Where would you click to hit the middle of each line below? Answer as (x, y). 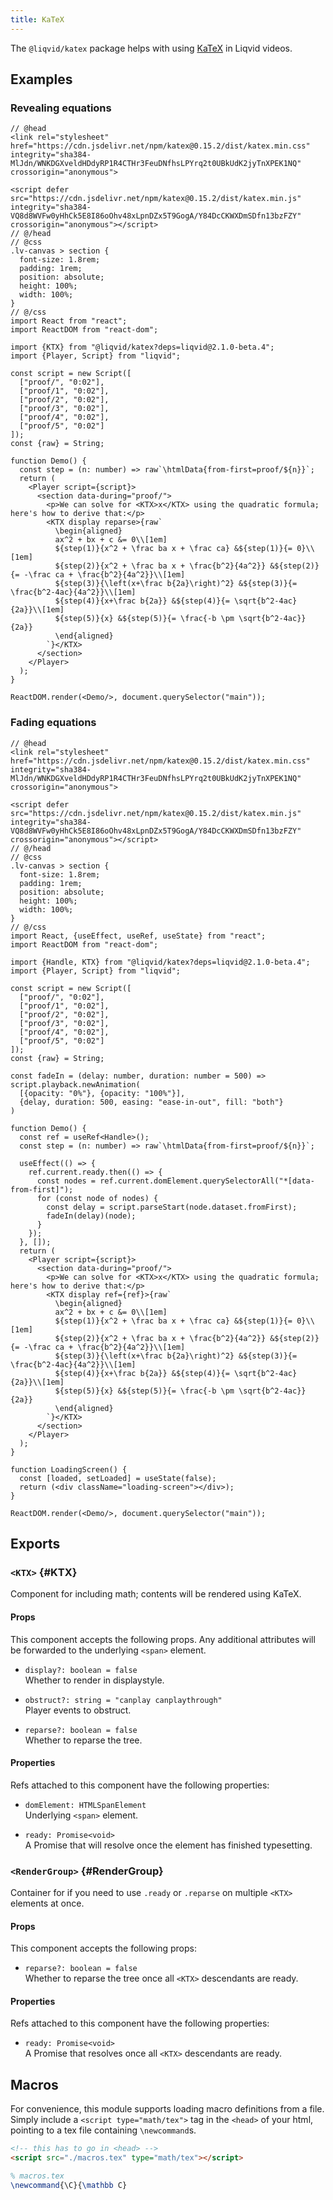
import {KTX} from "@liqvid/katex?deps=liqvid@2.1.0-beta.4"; (142, 347)
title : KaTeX (37, 19)
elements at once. (47, 1903)
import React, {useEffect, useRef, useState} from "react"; (138, 936)
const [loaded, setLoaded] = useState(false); (118, 1478)
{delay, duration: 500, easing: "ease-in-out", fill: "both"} (151, 1102)
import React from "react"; (69, 321)
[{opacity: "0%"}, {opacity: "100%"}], (102, 1093)
